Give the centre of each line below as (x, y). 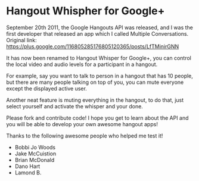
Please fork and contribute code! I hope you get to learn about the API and (97, 118)
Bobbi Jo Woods (35, 147)
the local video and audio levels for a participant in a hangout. (82, 64)
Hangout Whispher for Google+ (85, 11)
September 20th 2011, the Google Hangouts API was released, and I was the (100, 27)
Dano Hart (27, 166)
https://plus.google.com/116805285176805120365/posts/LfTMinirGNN (93, 46)
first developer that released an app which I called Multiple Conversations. (97, 33)
